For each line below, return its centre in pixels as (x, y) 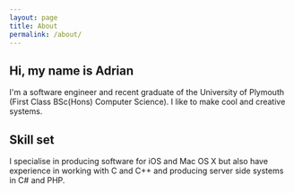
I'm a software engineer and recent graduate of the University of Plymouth (147, 92)
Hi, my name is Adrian (72, 70)
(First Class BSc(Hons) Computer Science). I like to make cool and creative (147, 102)
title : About (34, 26)
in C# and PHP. (37, 180)
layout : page (34, 18)
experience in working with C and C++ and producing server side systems (147, 171)
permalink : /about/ (46, 34)
